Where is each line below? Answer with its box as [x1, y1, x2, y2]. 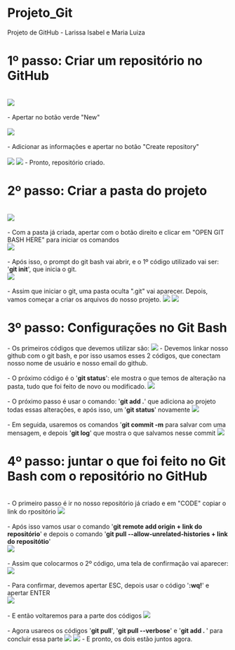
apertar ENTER [7, 588, 51, 597]
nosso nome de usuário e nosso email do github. [7, 358, 148, 367]
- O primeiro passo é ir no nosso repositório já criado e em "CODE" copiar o [7, 499, 227, 507]
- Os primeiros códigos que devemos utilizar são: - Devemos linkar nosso [7, 344, 229, 352]
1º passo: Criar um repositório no [7, 53, 203, 69]
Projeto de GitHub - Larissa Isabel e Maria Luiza [7, 28, 145, 37]
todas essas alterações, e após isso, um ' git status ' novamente [7, 405, 191, 414]
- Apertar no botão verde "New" [7, 112, 100, 121]
